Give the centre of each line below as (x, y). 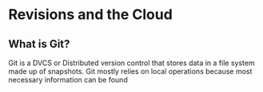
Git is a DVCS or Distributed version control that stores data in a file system (131, 63)
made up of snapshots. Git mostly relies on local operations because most (130, 71)
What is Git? (39, 44)
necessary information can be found (68, 80)
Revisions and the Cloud (91, 15)
